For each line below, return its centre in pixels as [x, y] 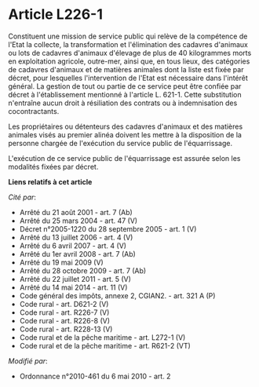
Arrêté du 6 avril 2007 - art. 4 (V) [73, 246]
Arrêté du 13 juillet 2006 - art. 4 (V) [76, 237]
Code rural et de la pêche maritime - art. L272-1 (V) [102, 337]
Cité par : [22, 197]
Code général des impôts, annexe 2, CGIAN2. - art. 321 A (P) [117, 295]
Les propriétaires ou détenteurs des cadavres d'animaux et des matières [126, 126]
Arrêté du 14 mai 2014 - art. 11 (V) [73, 287]
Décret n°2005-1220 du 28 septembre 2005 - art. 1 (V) [108, 228]
